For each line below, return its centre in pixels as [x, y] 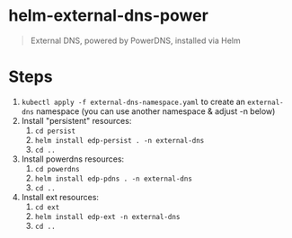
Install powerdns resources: [73, 159]
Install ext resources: [60, 197]
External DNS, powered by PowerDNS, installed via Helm [135, 40]
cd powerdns [57, 169]
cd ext [47, 207]
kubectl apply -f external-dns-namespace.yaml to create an [133, 101]
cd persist [55, 131]
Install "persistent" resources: [76, 120]
